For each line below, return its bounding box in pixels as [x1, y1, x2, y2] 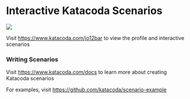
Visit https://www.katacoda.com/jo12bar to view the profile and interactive [6, 34, 185, 42]
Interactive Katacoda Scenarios [6, 4, 163, 18]
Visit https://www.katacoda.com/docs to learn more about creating [6, 69, 167, 76]
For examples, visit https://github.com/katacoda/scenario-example [6, 86, 167, 93]
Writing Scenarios [6, 55, 58, 63]
